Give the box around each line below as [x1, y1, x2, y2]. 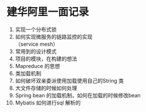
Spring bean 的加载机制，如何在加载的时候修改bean [15, 91, 141, 99]
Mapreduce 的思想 [15, 62, 60, 69]
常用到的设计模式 [15, 47, 57, 55]
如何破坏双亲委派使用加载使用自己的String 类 [15, 77, 124, 84]
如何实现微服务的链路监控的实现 [15, 33, 93, 40]
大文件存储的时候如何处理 [15, 84, 77, 91]
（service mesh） [15, 40, 59, 47]
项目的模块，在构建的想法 [15, 55, 77, 62]
